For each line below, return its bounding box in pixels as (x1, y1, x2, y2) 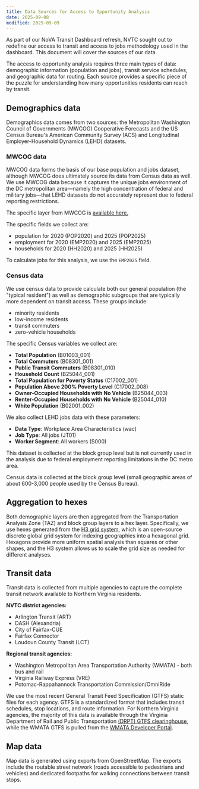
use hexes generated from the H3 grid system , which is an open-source (6, 526, 182, 533)
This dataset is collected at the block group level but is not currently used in (6, 449, 192, 456)
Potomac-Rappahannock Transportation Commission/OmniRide (14, 681, 170, 688)
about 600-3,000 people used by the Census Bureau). (6, 480, 139, 487)
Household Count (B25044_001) (14, 370, 95, 377)
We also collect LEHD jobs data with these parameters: (6, 414, 141, 421)
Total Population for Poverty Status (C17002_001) (14, 377, 138, 384)
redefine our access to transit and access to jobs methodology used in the (6, 42, 188, 49)
